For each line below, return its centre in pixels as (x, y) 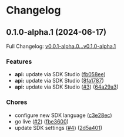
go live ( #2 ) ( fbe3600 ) (41, 121)
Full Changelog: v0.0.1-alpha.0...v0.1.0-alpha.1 (61, 46)
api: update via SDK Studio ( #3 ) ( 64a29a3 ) (66, 87)
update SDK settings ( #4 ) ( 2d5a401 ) (58, 128)
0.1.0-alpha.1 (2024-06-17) (56, 32)
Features (19, 61)
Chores (17, 102)
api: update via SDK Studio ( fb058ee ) (60, 74)
